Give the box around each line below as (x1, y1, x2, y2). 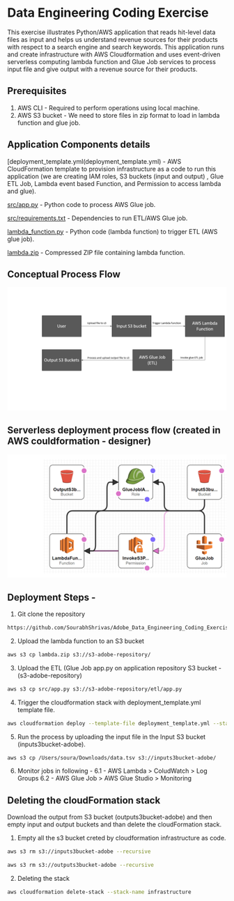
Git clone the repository (17, 610, 86, 618)
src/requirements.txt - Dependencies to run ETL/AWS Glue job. (7, 214, 188, 222)
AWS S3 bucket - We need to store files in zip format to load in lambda (17, 111, 220, 119)
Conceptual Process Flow (7, 268, 120, 280)
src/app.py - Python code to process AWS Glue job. (7, 200, 156, 208)
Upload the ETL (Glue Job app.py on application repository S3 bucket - (17, 663, 221, 672)
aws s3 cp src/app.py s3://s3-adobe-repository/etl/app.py (7, 685, 182, 693)
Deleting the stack (17, 874, 70, 882)
